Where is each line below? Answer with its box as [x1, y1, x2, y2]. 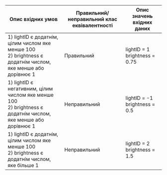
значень [132, 12, 153, 19]
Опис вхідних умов [9, 16, 58, 22]
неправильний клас [68, 16, 118, 22]
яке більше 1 [7, 162, 39, 169]
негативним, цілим [7, 85, 53, 92]
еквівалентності [72, 22, 113, 29]
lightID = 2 [125, 140, 150, 147]
